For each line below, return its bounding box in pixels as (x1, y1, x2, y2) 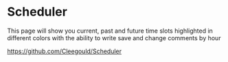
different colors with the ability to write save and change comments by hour (7, 33, 221, 42)
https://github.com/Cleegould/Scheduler (7, 47, 122, 55)
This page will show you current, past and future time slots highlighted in (7, 27, 213, 35)
